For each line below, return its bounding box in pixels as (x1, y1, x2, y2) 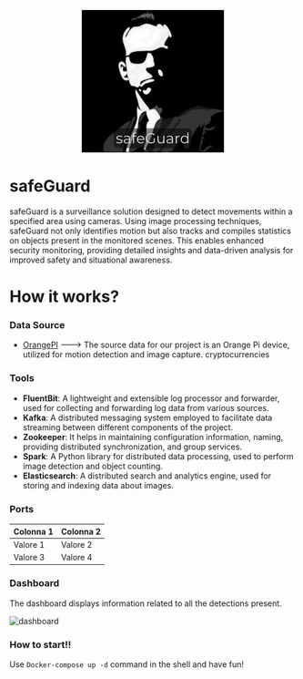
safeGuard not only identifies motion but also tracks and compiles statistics (9, 225, 291, 236)
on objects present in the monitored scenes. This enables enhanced (9, 234, 265, 246)
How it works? (9, 286, 120, 307)
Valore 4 (60, 552, 93, 563)
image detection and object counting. (22, 460, 164, 471)
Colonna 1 (13, 526, 54, 537)
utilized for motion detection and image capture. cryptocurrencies (22, 349, 270, 360)
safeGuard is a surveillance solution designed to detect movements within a (9, 206, 293, 217)
